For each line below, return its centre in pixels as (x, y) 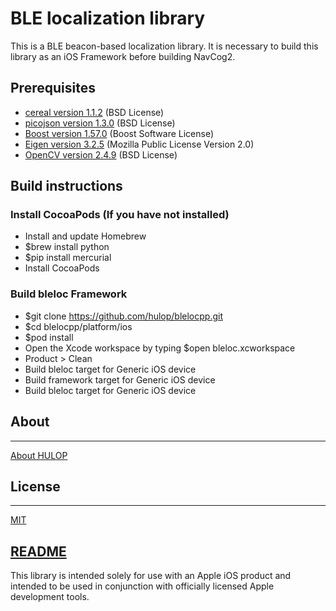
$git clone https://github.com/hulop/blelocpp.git (123, 316)
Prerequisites (53, 88)
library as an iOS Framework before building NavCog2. (123, 56)
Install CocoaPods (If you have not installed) (120, 215)
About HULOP (39, 455)
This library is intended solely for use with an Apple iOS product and (151, 576)
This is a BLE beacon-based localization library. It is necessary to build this (164, 46)
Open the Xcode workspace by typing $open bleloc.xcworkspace (160, 348)
